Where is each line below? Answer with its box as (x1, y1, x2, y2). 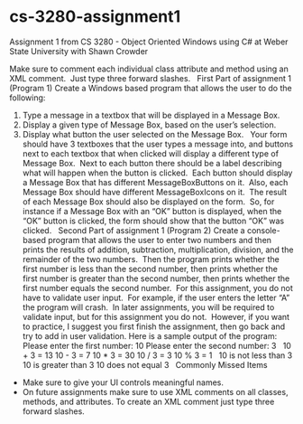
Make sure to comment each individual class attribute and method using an (9, 63, 289, 74)
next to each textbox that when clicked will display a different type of (22, 147, 280, 159)
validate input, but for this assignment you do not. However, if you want (22, 311, 290, 322)
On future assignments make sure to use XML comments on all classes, (22, 386, 289, 397)
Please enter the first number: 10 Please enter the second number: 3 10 (22, 340, 291, 351)
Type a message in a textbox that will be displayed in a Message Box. (22, 109, 280, 120)
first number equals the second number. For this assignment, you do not (22, 282, 293, 293)
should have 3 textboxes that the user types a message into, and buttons (22, 138, 294, 149)
